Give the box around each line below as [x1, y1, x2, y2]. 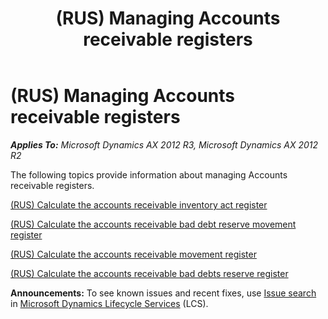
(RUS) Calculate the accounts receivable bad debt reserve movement [10, 218, 297, 230]
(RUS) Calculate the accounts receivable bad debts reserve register [10, 267, 289, 279]
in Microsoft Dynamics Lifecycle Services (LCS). [10, 297, 209, 309]
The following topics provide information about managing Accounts [10, 168, 288, 181]
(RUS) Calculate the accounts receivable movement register [10, 248, 257, 260]
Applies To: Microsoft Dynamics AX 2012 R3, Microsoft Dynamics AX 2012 [10, 138, 319, 151]
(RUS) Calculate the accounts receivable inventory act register [10, 198, 268, 211]
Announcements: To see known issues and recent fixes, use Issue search [10, 287, 317, 299]
